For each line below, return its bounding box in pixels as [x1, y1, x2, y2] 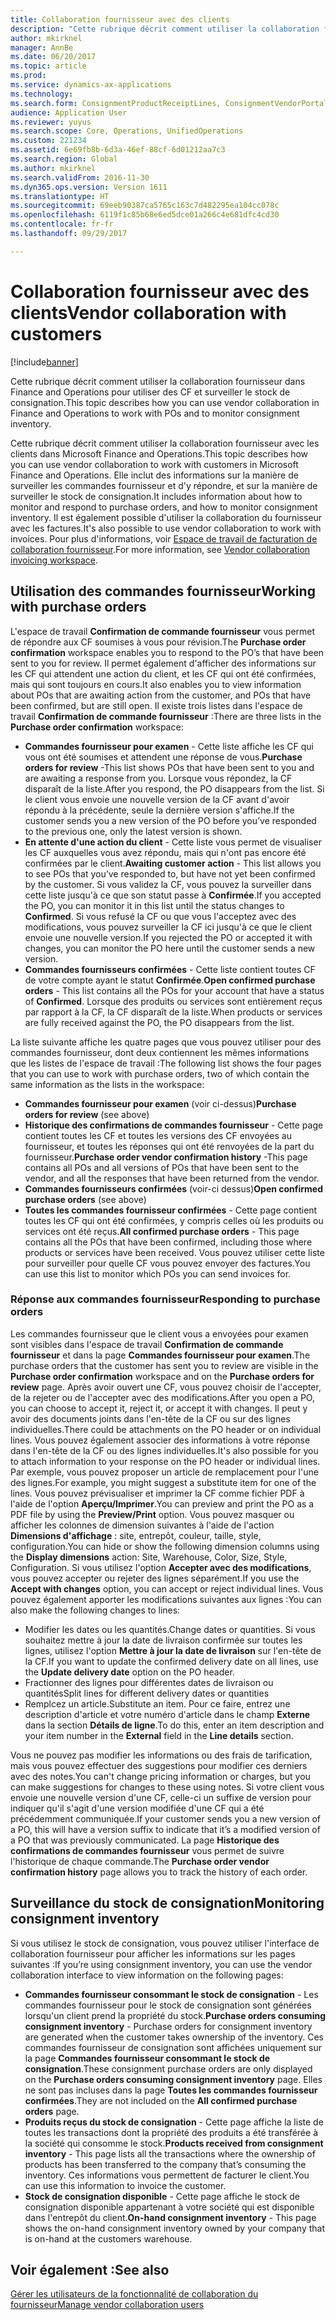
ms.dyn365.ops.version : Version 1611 [10, 182, 168, 192]
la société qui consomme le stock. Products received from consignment [24, 2137, 324, 2149]
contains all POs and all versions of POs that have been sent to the [24, 1161, 300, 1173]
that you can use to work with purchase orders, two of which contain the [10, 1067, 310, 1080]
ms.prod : [10, 71, 47, 81]
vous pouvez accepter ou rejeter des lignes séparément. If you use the [10, 1572, 300, 1584]
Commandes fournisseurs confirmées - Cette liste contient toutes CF [24, 963, 316, 975]
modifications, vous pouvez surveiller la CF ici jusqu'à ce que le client [24, 921, 313, 933]
